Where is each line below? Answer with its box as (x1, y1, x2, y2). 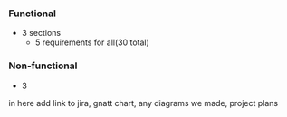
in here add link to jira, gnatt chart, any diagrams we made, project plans (8, 97, 279, 108)
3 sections (21, 28, 61, 39)
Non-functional (8, 59, 78, 72)
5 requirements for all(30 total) (34, 37, 150, 48)
